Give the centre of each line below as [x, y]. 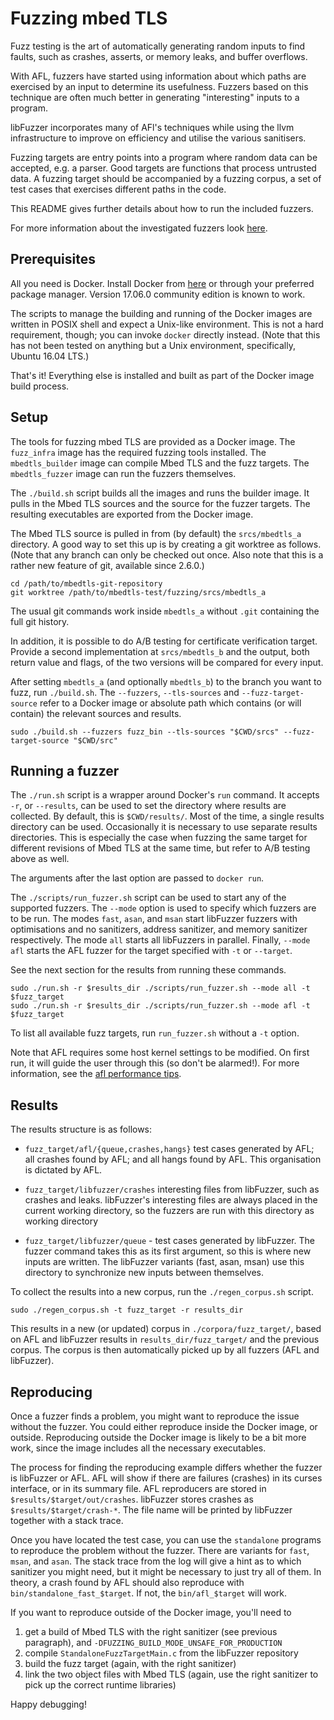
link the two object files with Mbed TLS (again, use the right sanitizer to [171, 1674]
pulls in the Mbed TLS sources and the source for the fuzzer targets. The [160, 503]
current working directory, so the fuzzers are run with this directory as [169, 1211]
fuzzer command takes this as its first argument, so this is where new [168, 1251]
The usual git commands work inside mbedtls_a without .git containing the [165, 611]
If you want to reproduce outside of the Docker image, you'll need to [151, 1612]
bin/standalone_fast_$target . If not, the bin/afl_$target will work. [149, 1593]
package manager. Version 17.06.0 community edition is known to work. [158, 294]
